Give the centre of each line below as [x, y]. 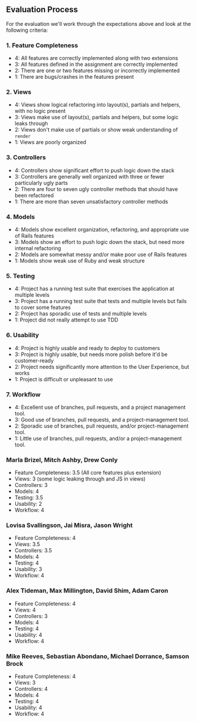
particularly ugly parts [41, 183]
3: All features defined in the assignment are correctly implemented [96, 65]
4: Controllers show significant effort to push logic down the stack [94, 170]
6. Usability [23, 335]
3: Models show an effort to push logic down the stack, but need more [99, 242]
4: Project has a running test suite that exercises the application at [94, 289]
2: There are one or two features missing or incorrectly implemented [97, 70]
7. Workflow [23, 394]
